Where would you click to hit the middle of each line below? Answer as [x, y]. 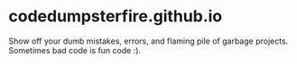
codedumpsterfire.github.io [116, 16]
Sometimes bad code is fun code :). [75, 50]
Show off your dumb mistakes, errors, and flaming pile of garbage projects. [148, 41]
